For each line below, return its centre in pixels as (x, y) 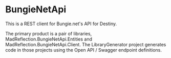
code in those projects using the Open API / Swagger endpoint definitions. (84, 50)
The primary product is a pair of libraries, (49, 33)
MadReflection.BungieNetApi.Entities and (49, 39)
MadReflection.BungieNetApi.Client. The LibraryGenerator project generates (86, 44)
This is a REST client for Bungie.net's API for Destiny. (61, 24)
